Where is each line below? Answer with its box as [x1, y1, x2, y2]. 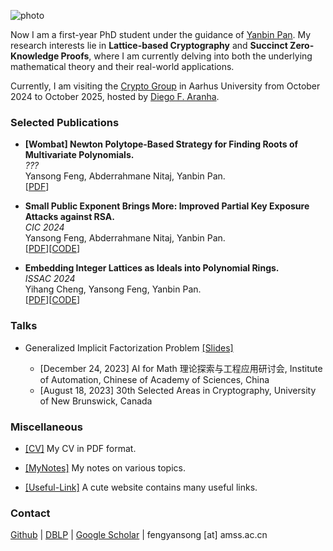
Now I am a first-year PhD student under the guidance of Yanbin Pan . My [10, 29, 312, 40]
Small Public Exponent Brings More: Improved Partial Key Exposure [24, 200, 310, 212]
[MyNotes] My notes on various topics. [24, 461, 186, 474]
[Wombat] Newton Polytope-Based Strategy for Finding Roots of [24, 138, 299, 150]
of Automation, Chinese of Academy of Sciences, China [39, 373, 270, 385]
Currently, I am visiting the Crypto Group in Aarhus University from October [10, 80, 321, 92]
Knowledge [10, 50, 60, 62]
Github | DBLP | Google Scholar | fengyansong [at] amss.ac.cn [10, 529, 268, 541]
